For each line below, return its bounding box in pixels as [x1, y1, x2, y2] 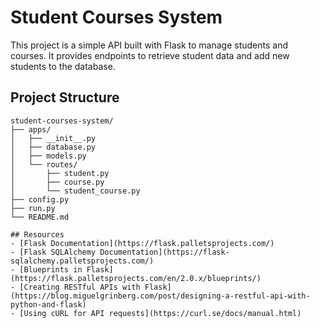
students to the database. [10, 60, 116, 72]
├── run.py [10, 203, 56, 213]
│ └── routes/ [10, 159, 78, 170]
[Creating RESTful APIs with [19, 282, 141, 292]
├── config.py [10, 194, 70, 205]
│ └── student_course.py [10, 186, 141, 196]
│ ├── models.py [10, 151, 87, 161]
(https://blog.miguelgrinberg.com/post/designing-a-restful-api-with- [10, 291, 311, 301]
